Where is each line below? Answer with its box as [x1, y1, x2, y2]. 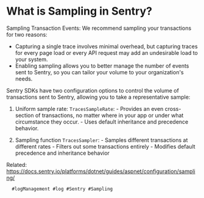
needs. [15, 75, 33, 82]
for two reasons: [6, 30, 47, 38]
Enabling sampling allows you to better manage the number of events [15, 62, 189, 69]
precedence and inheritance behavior [15, 149, 110, 157]
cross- [164, 105, 181, 112]
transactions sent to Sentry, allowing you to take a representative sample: [6, 93, 191, 101]
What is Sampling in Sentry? [6, 4, 152, 18]
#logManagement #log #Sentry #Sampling [12, 186, 113, 192]
